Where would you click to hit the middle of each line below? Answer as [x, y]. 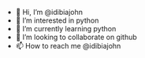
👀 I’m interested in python [57, 20]
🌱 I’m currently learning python [66, 29]
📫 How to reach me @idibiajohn [68, 46]
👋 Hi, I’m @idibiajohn [49, 12]
